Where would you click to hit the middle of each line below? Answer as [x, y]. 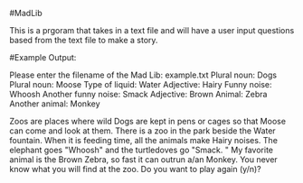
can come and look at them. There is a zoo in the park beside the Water [142, 131]
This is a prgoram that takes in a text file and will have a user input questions [152, 30]
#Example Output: [43, 57]
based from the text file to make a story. [84, 40]
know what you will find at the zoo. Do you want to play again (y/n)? [135, 169]
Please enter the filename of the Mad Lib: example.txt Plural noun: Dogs [143, 75]
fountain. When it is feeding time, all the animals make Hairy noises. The [144, 140]
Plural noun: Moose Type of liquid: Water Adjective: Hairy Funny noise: [141, 84]
